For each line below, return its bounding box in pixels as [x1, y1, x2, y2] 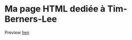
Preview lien [4, 29, 29, 35]
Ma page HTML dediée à [4, 3, 106, 14]
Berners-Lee [4, 13, 57, 25]
